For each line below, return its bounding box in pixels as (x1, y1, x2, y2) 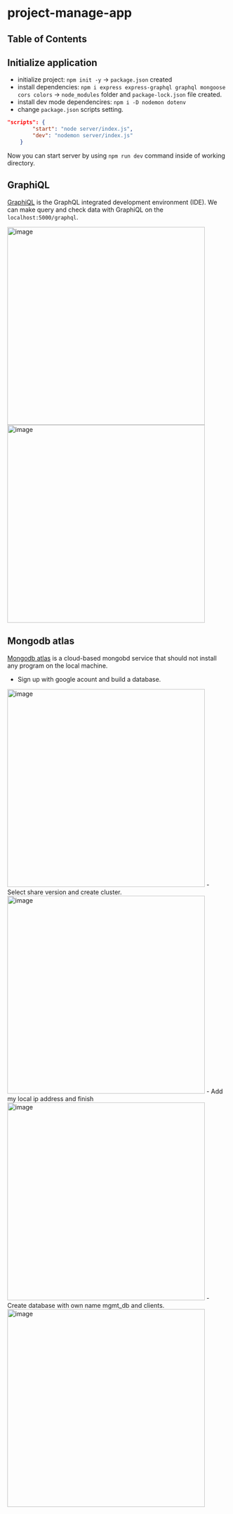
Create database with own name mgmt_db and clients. (7, 1301, 165, 1309)
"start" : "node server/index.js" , (32, 125, 133, 133)
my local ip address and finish (7, 1094, 94, 1102)
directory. (7, 158, 35, 167)
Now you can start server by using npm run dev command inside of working (7, 151, 226, 160)
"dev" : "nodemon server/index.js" (32, 132, 133, 139)
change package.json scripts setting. (17, 106, 124, 114)
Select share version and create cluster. (7, 888, 122, 896)
